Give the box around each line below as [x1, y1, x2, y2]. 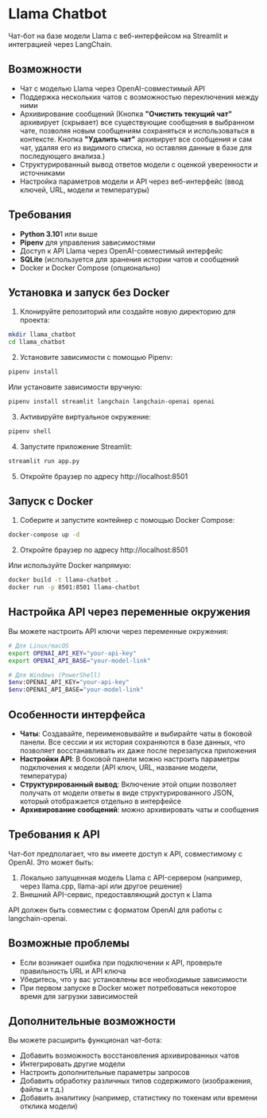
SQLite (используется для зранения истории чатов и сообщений [19, 254, 239, 264]
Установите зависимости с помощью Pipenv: [19, 353, 173, 362]
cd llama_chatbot [8, 338, 66, 346]
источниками [19, 168, 65, 177]
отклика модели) [19, 1101, 78, 1111]
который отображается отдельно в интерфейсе [19, 796, 181, 806]
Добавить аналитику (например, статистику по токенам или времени [19, 1093, 257, 1103]
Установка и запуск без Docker [8, 285, 170, 299]
